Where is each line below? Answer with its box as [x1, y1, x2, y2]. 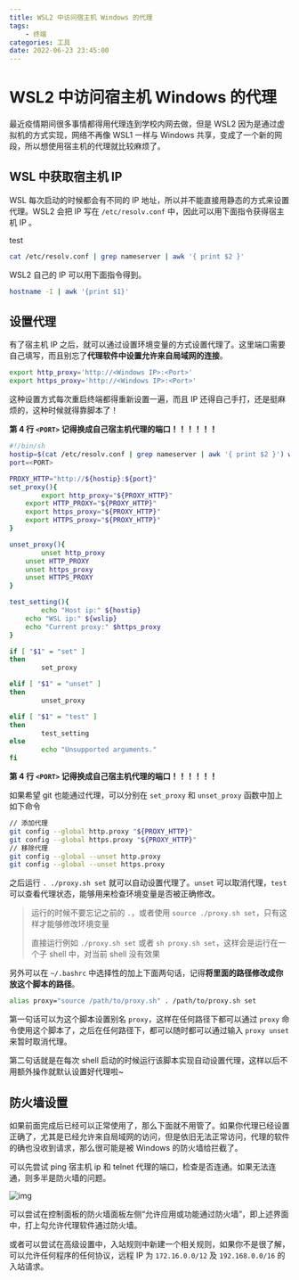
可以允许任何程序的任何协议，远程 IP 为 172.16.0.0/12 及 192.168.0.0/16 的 [9, 1250, 286, 1260]
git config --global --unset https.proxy [9, 860, 166, 869]
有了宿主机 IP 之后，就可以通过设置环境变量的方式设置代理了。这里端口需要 [9, 340, 287, 350]
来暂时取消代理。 [9, 1036, 72, 1047]
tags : [9, 21, 29, 30]
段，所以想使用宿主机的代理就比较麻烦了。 [9, 141, 166, 152]
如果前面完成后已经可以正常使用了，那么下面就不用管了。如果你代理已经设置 [9, 1120, 290, 1130]
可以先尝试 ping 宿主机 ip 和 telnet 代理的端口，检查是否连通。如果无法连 [9, 1161, 277, 1172]
